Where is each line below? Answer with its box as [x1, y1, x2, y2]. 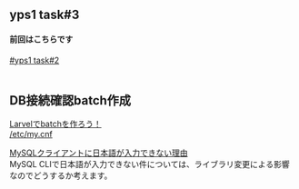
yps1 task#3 [9, 7, 80, 23]
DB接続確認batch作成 [9, 93, 132, 108]
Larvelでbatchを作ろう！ [9, 118, 102, 130]
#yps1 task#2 [9, 55, 60, 65]
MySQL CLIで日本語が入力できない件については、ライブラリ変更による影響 [9, 159, 290, 170]
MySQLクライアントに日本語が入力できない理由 [9, 147, 188, 158]
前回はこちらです [9, 34, 74, 45]
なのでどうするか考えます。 [9, 170, 113, 181]
